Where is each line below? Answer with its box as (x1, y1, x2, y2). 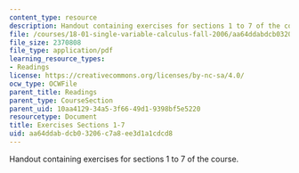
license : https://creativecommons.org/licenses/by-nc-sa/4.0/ (9, 71, 245, 80)
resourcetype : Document (9, 112, 98, 121)
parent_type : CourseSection (9, 95, 114, 105)
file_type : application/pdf (9, 46, 114, 55)
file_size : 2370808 (9, 37, 82, 47)
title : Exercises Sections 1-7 (9, 121, 125, 130)
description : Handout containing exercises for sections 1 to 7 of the (9, 21, 280, 30)
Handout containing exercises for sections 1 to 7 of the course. (9, 153, 239, 164)
